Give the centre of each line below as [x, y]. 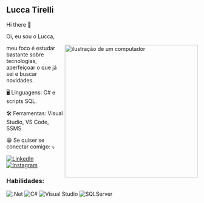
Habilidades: [25, 181]
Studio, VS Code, [28, 122]
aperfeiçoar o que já [32, 67]
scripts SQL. [22, 101]
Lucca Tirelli [30, 10]
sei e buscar [22, 74]
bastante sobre [25, 55]
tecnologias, [22, 61]
